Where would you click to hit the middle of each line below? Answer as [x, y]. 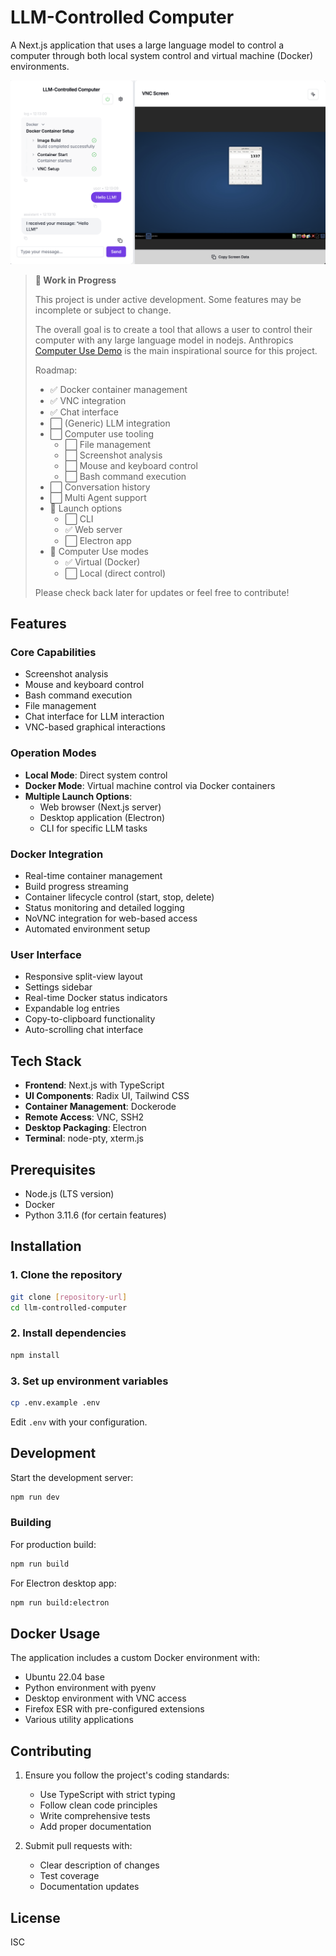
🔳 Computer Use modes [99, 551]
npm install [35, 1355]
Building [31, 1523]
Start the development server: [72, 1477]
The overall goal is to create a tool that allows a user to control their [173, 329]
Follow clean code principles [98, 1805]
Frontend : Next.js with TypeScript [94, 1085]
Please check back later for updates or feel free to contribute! [162, 592]
